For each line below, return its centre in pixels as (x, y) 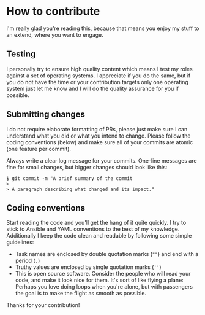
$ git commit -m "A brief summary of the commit (69, 178)
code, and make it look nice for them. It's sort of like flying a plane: (99, 280)
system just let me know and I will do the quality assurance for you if (93, 88)
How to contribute (53, 11)
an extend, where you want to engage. (55, 34)
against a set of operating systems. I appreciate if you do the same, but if (99, 76)
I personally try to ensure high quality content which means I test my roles (99, 69)
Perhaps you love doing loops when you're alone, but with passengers (104, 287)
